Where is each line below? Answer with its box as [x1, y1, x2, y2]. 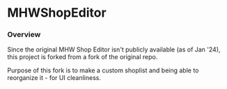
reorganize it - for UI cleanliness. [7, 74, 101, 82]
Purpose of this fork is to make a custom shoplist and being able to [7, 66, 199, 74]
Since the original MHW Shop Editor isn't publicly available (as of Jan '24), [7, 45, 221, 54]
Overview [7, 30, 41, 40]
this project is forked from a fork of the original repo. [7, 53, 158, 61]
